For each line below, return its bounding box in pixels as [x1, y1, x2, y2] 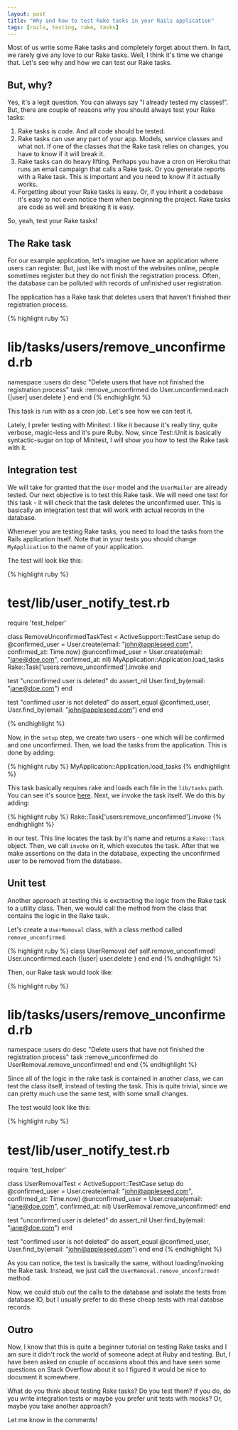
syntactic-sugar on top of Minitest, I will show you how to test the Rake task [7, 436, 229, 444]
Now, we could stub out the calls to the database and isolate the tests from [7, 1288, 226, 1297]
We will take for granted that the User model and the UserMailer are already [7, 483, 227, 491]
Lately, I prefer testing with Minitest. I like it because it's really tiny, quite [7, 420, 218, 429]
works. [17, 180, 38, 189]
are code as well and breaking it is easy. [17, 203, 135, 211]
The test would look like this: [7, 1103, 91, 1112]
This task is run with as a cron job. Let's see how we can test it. [7, 407, 193, 415]
